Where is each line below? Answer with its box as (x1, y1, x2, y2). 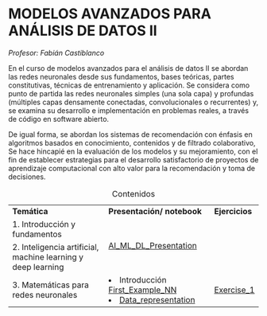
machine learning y (12, 252, 84, 263)
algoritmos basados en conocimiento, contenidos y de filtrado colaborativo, (8, 138, 256, 147)
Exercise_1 (214, 284, 255, 295)
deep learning (12, 261, 64, 272)
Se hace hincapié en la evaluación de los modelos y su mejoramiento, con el (8, 146, 258, 156)
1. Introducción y (12, 218, 76, 229)
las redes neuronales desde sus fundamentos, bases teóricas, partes (8, 72, 234, 81)
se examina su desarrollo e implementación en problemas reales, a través (8, 105, 249, 115)
